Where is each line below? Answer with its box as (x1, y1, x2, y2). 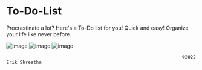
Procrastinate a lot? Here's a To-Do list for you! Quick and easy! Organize (6, 24, 189, 31)
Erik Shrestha (6, 59, 42, 65)
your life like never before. (6, 30, 71, 37)
